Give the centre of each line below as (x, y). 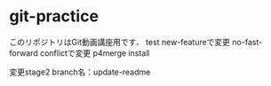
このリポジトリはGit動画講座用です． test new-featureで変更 (120, 42)
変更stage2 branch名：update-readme (80, 72)
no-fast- (247, 42)
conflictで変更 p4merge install (95, 53)
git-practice (54, 16)
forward (24, 53)
